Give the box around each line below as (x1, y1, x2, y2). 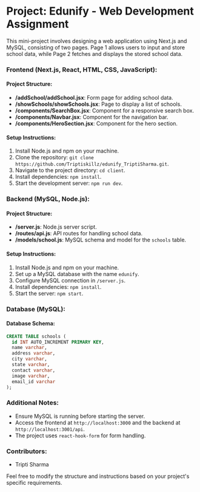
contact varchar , (12, 367, 56, 373)
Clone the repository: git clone (15, 154, 94, 161)
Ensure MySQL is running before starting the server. (15, 412, 145, 420)
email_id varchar (12, 378, 56, 384)
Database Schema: (6, 320, 56, 327)
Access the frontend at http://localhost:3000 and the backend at (15, 418, 181, 426)
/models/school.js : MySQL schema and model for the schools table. (15, 236, 187, 244)
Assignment (6, 17, 69, 31)
